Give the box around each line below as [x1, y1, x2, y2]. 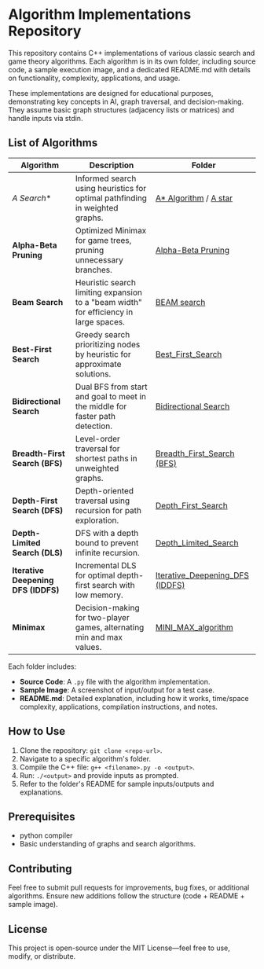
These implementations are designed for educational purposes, [8, 88, 214, 97]
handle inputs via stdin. [8, 113, 83, 123]
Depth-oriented [75, 485, 134, 496]
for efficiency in [75, 306, 134, 317]
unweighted [75, 462, 119, 473]
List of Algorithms [8, 136, 98, 150]
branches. [75, 264, 112, 275]
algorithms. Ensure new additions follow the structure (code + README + [8, 891, 245, 901]
